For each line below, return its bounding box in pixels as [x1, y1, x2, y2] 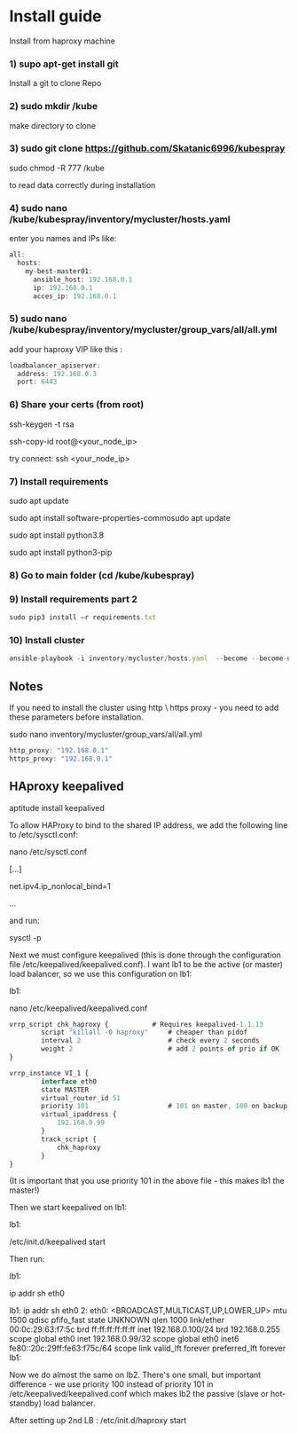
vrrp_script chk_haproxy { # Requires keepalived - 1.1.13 [9, 1020, 264, 1028]
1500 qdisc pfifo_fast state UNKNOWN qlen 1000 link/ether [9, 1315, 224, 1326]
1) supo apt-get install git [9, 58, 119, 70]
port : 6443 [17, 377, 58, 387]
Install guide [9, 6, 102, 27]
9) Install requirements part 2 [9, 593, 137, 605]
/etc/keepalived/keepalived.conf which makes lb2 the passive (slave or [9, 1389, 269, 1399]
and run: [9, 915, 40, 926]
